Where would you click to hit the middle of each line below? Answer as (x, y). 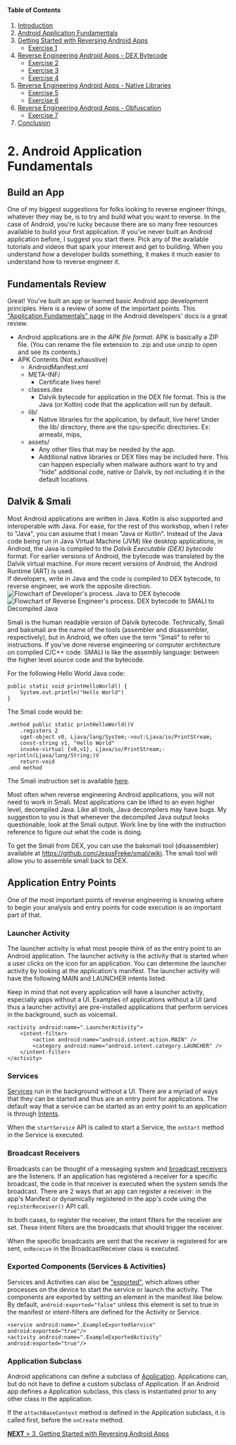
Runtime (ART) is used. (41, 571)
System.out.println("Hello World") (72, 692)
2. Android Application (75, 151)
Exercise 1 (43, 48)
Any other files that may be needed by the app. (107, 450)
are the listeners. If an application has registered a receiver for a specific (113, 1176)
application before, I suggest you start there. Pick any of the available (108, 239)
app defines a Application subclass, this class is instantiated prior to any (112, 1391)
